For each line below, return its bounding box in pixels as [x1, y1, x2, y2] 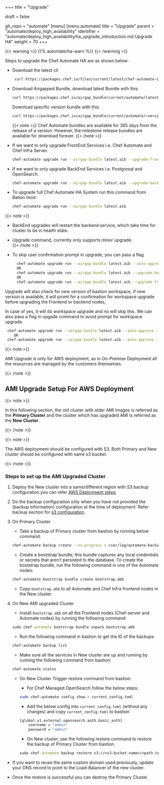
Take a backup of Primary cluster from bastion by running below [19, 528, 149, 534]
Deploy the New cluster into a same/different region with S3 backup [12, 484, 149, 490]
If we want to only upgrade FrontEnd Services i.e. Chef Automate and [12, 142, 152, 148]
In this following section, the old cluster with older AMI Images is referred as [5, 407, 158, 413]
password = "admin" [28, 727, 68, 732]
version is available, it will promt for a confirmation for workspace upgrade [5, 294, 155, 300]
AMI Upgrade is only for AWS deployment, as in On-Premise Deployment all [5, 355, 157, 362]
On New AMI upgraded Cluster [12, 601, 74, 607]
